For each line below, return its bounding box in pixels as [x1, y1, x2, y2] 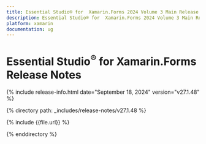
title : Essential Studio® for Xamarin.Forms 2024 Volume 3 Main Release [6, 9, 199, 15]
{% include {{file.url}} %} [6, 118, 70, 126]
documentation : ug [6, 26, 53, 32]
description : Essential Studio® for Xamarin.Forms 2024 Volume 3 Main [6, 15, 193, 21]
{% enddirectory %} [6, 130, 57, 138]
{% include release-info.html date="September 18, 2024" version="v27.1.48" [6, 88, 200, 96]
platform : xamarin [6, 20, 53, 26]
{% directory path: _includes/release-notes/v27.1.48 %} [6, 107, 147, 114]
